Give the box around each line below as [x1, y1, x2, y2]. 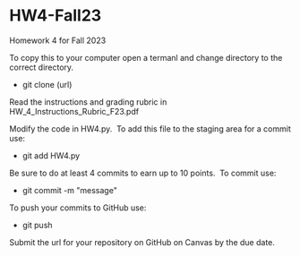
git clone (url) [21, 79, 73, 90]
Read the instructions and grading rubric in [9, 96, 167, 107]
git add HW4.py [21, 149, 81, 161]
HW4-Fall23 [9, 5, 102, 26]
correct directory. [9, 62, 74, 73]
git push [21, 219, 53, 230]
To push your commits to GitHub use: [9, 202, 147, 213]
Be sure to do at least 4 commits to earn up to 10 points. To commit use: [9, 167, 277, 178]
